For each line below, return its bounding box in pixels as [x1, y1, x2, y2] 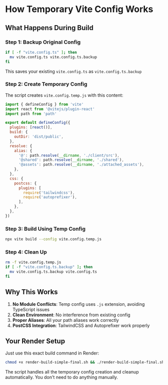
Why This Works [5, 288, 58, 296]
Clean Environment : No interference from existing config [12, 312, 131, 318]
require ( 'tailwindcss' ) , [23, 190, 75, 195]
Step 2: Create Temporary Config [5, 81, 87, 88]
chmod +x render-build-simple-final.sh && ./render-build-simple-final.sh [5, 360, 164, 365]
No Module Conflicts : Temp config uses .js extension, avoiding [12, 301, 145, 307]
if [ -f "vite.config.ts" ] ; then [5, 50, 77, 55]
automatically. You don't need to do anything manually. [5, 374, 118, 380]
